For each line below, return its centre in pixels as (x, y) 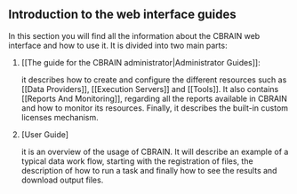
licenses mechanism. (60, 117)
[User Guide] (44, 134)
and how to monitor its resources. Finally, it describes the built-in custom (155, 108)
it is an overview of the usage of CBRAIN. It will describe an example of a (155, 151)
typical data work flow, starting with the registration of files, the (137, 161)
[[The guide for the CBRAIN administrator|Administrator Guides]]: (140, 62)
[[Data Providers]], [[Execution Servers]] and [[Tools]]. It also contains (150, 89)
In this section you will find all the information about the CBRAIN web (134, 35)
